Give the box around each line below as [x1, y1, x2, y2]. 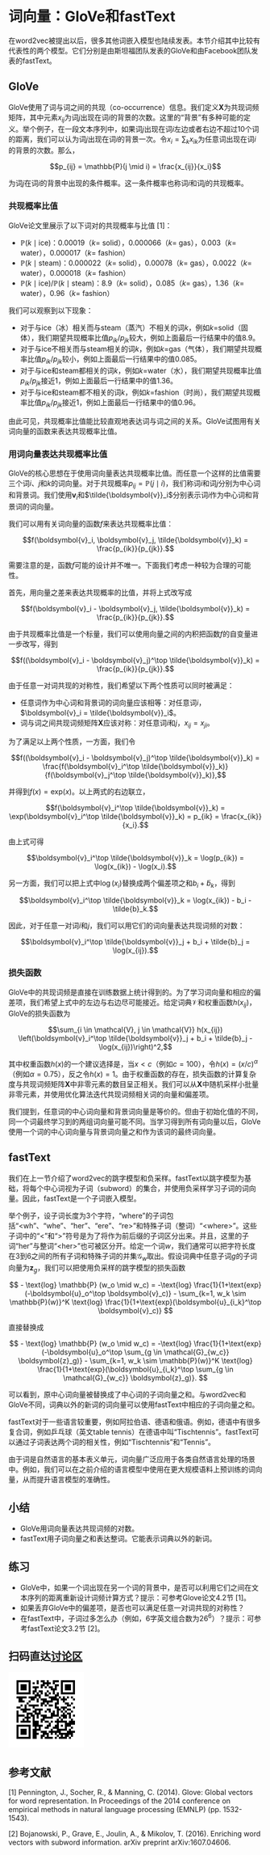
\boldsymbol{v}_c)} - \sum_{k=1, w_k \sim [107, 1289, 247, 1299]
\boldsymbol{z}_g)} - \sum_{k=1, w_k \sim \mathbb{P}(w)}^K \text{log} [18, 1356, 253, 1366]
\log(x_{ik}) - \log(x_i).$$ [93, 861, 177, 871]
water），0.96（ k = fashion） [19, 288, 114, 298]
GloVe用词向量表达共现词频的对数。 [19, 1523, 139, 1533]
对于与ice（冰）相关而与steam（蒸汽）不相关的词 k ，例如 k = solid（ [19, 323, 242, 332]
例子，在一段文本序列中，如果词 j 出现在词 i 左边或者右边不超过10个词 [35, 124, 260, 133]
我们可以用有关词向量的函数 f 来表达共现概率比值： [8, 518, 174, 528]
